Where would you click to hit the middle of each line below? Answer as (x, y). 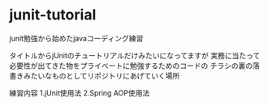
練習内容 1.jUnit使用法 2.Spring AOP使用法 (80, 93)
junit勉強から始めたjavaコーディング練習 (76, 38)
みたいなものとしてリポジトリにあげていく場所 (102, 75)
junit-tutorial (53, 15)
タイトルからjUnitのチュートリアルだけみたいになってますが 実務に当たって (135, 55)
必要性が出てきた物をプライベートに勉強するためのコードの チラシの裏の (131, 66)
